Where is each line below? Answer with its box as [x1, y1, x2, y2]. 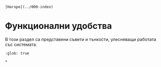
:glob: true [5, 51, 29, 55]
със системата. [5, 41, 38, 47]
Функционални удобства [5, 21, 112, 31]
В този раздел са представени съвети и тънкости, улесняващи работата [5, 36, 157, 42]
